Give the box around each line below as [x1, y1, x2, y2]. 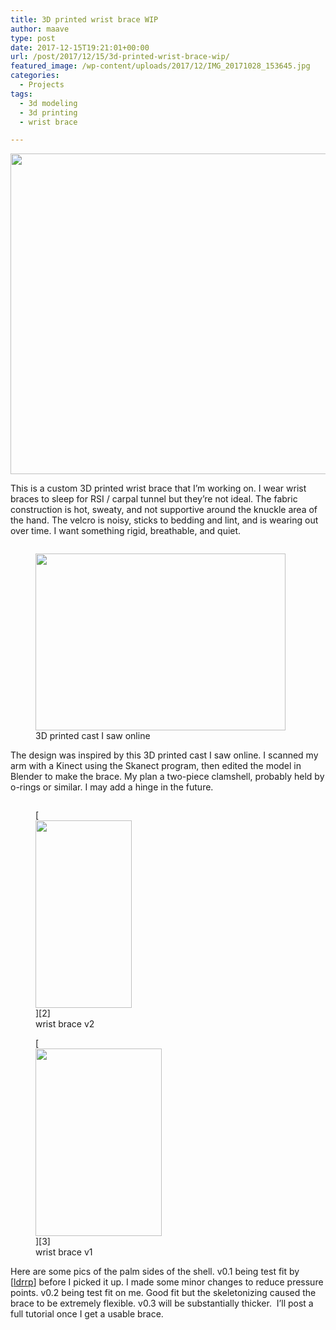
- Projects [19, 80, 65, 90]
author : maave [10, 24, 70, 34]
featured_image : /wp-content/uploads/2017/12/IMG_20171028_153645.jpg [10, 61, 311, 71]
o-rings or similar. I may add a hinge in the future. [10, 781, 214, 793]
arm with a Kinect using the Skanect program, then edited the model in [10, 760, 302, 772]
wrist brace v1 [35, 1246, 93, 1258]
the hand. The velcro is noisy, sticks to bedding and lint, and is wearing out [10, 514, 319, 526]
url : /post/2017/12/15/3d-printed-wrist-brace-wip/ [10, 52, 230, 62]
